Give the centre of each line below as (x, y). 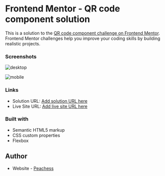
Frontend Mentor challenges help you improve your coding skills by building (83, 38)
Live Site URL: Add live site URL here (50, 106)
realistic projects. (23, 43)
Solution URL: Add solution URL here (50, 101)
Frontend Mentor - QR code (63, 9)
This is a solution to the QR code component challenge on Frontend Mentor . (82, 33)
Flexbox (20, 141)
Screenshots (21, 56)
